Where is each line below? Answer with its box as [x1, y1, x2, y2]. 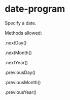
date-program [5, 3, 65, 15]
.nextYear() [5, 59, 28, 65]
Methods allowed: [5, 30, 42, 36]
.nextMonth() [5, 49, 32, 56]
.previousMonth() [5, 79, 41, 85]
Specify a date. [5, 20, 37, 26]
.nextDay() [5, 39, 27, 46]
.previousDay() [5, 69, 36, 76]
